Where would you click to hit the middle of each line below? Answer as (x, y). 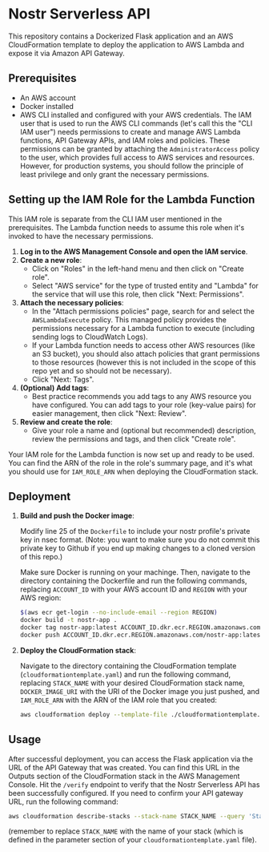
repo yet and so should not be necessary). (102, 370)
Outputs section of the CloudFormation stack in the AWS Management (124, 776)
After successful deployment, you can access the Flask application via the (131, 759)
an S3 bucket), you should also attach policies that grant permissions (146, 353)
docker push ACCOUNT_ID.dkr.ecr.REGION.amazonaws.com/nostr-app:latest (142, 635)
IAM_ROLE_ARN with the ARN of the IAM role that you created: (118, 700)
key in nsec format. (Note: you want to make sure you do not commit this (140, 540)
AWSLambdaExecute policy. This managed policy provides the (129, 319)
